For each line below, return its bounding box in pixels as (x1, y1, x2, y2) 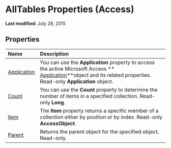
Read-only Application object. (40, 78, 113, 85)
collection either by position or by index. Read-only (40, 113, 163, 121)
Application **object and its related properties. (40, 71, 152, 78)
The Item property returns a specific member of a (40, 107, 159, 114)
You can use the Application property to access (40, 58, 155, 66)
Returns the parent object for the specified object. (40, 128, 159, 135)
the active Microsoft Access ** (40, 65, 115, 72)
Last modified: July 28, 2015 (5, 20, 66, 26)
